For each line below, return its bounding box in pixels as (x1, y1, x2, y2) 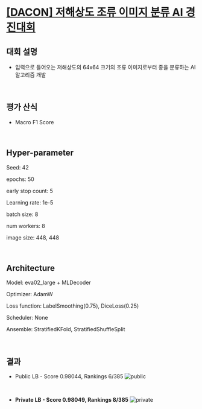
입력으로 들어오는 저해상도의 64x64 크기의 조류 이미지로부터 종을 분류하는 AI (14, 64, 196, 71)
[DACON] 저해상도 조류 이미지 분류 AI (6, 5, 183, 19)
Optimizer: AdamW (6, 291, 53, 298)
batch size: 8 (6, 211, 39, 218)
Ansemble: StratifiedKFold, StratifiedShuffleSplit (6, 326, 125, 333)
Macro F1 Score (14, 118, 54, 125)
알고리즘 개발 (14, 71, 46, 78)
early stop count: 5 (6, 187, 53, 194)
